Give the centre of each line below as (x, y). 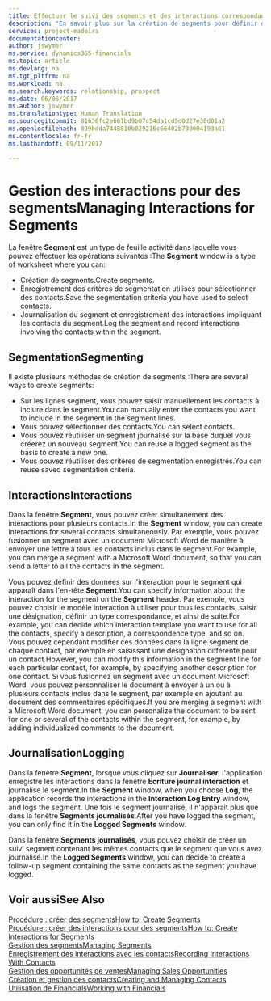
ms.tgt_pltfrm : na (39, 76)
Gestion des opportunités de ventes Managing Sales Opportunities (118, 970)
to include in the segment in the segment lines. (98, 418)
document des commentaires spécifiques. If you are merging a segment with (135, 702)
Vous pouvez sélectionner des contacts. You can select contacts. (127, 427)
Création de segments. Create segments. (87, 281)
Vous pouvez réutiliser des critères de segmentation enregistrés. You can (141, 461)
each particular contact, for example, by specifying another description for (132, 668)
